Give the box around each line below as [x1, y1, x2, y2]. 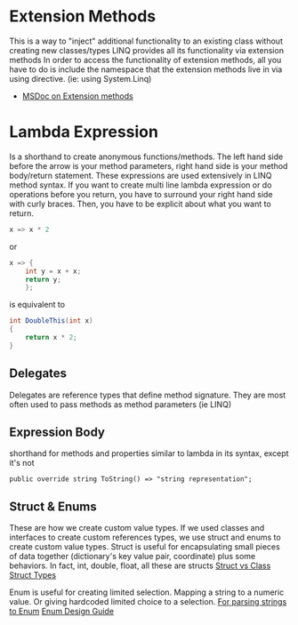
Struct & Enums [9, 499, 97, 514]
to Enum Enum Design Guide [9, 606, 114, 617]
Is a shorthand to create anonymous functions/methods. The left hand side [9, 151, 284, 162]
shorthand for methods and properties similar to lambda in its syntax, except [9, 448, 289, 459]
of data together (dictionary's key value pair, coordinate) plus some [9, 551, 256, 562]
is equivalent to [9, 300, 65, 310]
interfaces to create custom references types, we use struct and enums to [9, 532, 282, 543]
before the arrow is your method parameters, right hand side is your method [9, 160, 288, 171]
